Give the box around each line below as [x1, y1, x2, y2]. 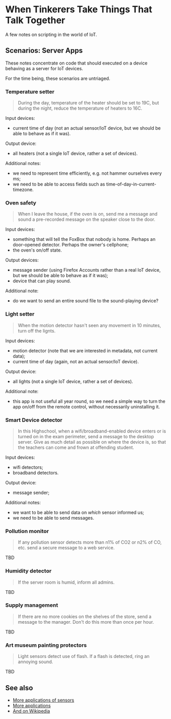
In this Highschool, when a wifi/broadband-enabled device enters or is [17, 428, 166, 434]
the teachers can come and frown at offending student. [17, 444, 134, 450]
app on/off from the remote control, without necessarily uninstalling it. [12, 403, 160, 409]
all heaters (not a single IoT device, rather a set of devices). [12, 150, 138, 157]
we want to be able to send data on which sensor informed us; [12, 509, 144, 516]
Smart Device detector [5, 416, 63, 423]
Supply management [5, 602, 58, 609]
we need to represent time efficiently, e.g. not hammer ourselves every [12, 170, 162, 176]
